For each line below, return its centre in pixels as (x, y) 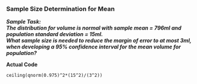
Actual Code (22, 64)
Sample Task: (24, 22)
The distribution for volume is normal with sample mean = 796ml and (94, 28)
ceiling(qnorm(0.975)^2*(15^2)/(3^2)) (54, 76)
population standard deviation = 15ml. (55, 34)
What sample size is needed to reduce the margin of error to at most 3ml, (99, 41)
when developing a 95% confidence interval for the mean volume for (93, 47)
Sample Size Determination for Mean (61, 9)
